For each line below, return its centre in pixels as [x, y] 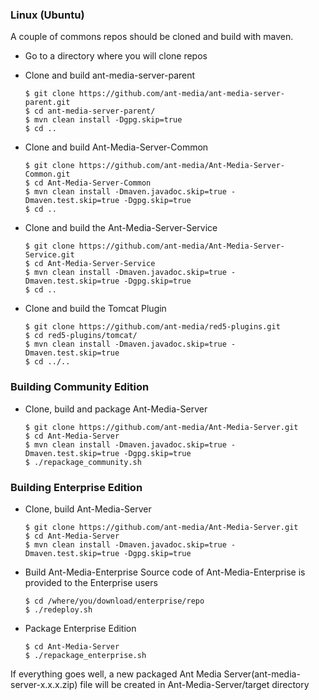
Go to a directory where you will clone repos [116, 56]
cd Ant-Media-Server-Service [95, 264]
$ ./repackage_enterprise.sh [85, 655]
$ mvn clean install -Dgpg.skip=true [103, 120]
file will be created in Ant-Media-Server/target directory [194, 684]
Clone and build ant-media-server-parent [110, 75]
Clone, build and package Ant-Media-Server [116, 409]
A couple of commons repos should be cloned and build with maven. [152, 37]
